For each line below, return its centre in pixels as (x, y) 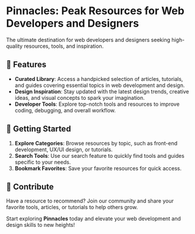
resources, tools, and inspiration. (64, 46)
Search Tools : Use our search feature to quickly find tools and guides (100, 155)
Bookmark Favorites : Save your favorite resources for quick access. (98, 168)
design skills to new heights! (40, 225)
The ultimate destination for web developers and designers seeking (88, 40)
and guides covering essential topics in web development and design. (100, 85)
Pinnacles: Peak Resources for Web (95, 11)
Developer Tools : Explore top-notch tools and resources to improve (97, 104)
